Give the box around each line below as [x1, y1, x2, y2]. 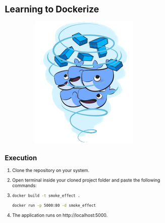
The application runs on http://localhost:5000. [12, 212, 108, 218]
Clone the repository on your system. [12, 167, 89, 173]
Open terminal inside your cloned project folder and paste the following [12, 177, 160, 183]
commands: [12, 182, 37, 188]
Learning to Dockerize [5, 4, 99, 15]
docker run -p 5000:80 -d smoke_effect [12, 203, 96, 208]
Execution [5, 154, 37, 162]
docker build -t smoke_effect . [12, 193, 80, 198]
